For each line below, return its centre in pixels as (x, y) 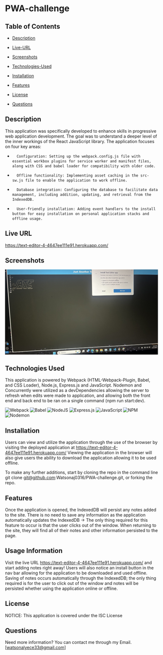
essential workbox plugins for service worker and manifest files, (81, 161)
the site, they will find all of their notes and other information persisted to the (81, 530)
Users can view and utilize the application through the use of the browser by (81, 443)
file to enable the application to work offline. (76, 180)
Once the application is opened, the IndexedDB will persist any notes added (81, 510)
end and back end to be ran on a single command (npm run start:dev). (75, 401)
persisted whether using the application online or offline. (61, 588)
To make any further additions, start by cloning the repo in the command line (81, 473)
